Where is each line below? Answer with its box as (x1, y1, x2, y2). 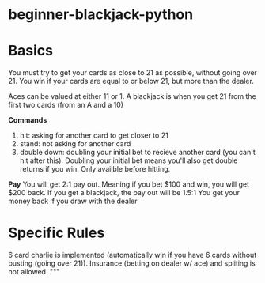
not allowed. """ (8, 267, 60, 277)
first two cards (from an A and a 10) (8, 100, 124, 110)
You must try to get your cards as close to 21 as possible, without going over (8, 68, 257, 77)
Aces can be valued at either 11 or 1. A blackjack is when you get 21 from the (8, 92, 257, 101)
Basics (8, 42, 54, 60)
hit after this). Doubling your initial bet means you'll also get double (19, 156, 238, 165)
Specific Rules (8, 224, 105, 242)
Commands (8, 115, 47, 125)
